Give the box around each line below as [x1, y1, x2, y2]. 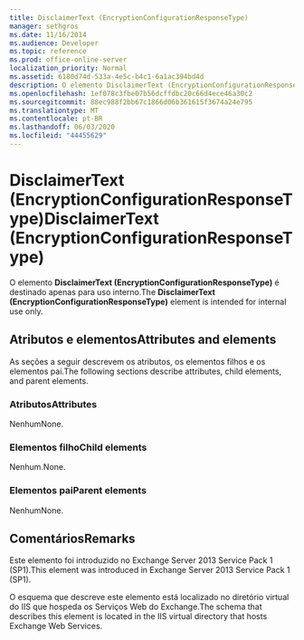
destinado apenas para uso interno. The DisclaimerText [9, 286, 215, 297]
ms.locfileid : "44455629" [9, 131, 107, 140]
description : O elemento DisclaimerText [9, 81, 165, 90]
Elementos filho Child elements [9, 441, 147, 454]
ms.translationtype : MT [9, 106, 100, 115]
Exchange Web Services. [9, 621, 103, 632]
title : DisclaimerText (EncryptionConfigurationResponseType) [9, 13, 249, 23]
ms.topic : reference [9, 47, 88, 56]
